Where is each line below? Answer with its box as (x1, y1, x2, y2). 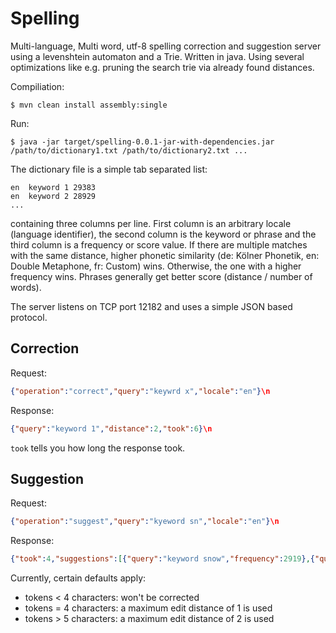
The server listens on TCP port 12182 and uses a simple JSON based (10, 300, 293, 312)
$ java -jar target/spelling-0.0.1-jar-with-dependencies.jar (10, 137, 275, 147)
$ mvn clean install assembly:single (10, 100, 168, 110)
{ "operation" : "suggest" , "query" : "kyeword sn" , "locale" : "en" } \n (10, 517, 280, 527)
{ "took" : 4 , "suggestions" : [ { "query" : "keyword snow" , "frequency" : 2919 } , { (10, 554, 316, 564)
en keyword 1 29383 (10, 182, 97, 192)
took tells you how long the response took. (10, 442, 186, 454)
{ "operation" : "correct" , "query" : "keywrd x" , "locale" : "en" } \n (10, 386, 271, 396)
